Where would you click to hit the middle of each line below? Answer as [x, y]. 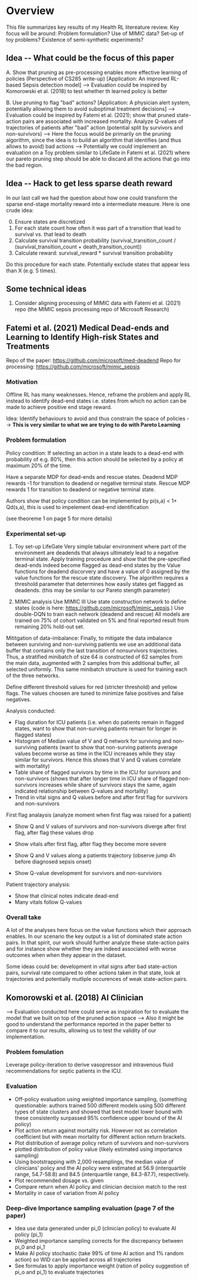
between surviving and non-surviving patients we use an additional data [94, 644]
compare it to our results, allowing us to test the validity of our [81, 1030]
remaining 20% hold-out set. [49, 627]
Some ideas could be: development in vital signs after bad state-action [92, 967]
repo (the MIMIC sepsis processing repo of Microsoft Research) [92, 310]
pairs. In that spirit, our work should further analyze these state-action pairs [98, 943]
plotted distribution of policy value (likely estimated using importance [98, 1149]
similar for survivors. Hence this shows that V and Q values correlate [98, 760]
